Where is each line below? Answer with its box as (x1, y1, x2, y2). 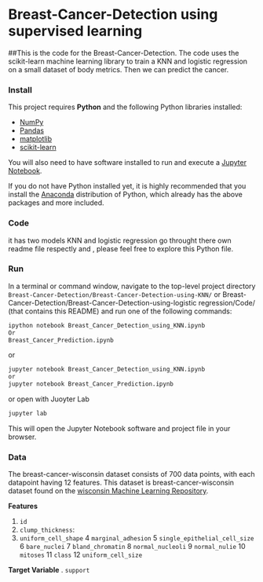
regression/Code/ (198, 298, 256, 307)
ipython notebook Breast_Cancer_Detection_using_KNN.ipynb (8, 321, 206, 329)
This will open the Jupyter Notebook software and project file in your (8, 423, 231, 433)
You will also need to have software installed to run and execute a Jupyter (8, 158, 247, 167)
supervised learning (8, 22, 143, 40)
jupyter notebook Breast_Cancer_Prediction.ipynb (8, 380, 174, 388)
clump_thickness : (19, 525, 75, 535)
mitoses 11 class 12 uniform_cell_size (19, 550, 143, 559)
